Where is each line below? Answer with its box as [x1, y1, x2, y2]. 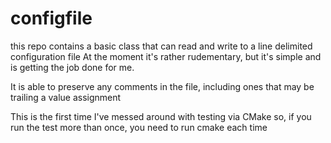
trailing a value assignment [10, 91, 122, 103]
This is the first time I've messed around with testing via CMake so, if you [10, 110, 312, 122]
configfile [10, 7, 93, 30]
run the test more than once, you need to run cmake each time [10, 121, 268, 133]
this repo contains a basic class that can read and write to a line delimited [10, 40, 313, 52]
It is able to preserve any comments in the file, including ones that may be [10, 80, 315, 92]
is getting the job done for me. [10, 61, 135, 73]
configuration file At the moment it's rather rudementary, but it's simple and [10, 50, 322, 62]
